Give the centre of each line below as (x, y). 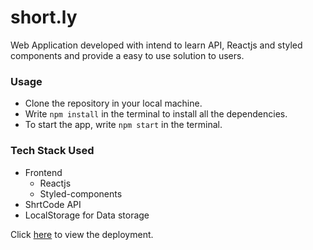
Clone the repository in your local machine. (113, 103)
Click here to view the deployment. (82, 234)
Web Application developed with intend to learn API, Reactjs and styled (156, 45)
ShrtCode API (53, 204)
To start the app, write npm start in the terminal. (123, 125)
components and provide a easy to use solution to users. (127, 55)
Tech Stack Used (52, 151)
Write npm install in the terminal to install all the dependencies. (156, 114)
